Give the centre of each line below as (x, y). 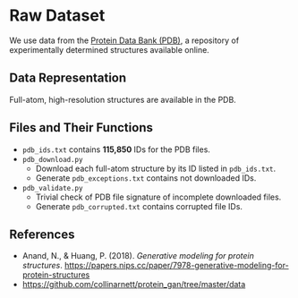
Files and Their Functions (81, 128)
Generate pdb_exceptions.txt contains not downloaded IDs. (146, 178)
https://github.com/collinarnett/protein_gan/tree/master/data (134, 285)
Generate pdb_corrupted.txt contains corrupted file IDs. (139, 206)
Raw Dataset (57, 16)
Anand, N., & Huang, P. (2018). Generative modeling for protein (138, 256)
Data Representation (68, 78)
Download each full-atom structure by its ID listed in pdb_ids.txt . (156, 168)
